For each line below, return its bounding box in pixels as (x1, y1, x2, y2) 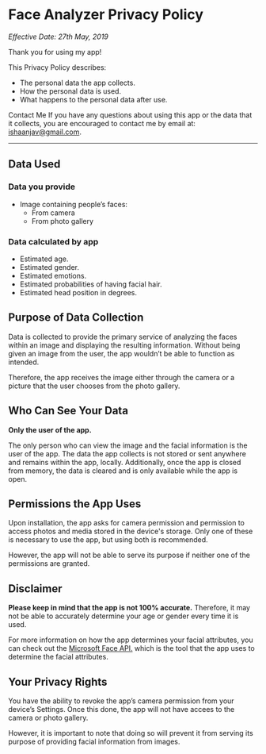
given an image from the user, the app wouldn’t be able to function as (8, 348, 235, 358)
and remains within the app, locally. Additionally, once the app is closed (8, 457, 241, 467)
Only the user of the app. (8, 425, 93, 434)
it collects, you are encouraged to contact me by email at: (8, 118, 196, 128)
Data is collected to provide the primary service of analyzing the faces (8, 332, 237, 341)
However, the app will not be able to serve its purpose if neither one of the (8, 550, 251, 560)
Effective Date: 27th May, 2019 (8, 32, 109, 41)
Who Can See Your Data (8, 404, 129, 417)
